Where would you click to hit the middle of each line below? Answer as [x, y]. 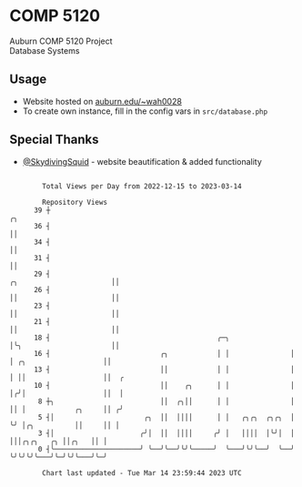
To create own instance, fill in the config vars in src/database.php [145, 111]
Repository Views [75, 202]
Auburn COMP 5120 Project [61, 41]
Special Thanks [54, 140]
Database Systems [45, 50]
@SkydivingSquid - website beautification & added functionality [142, 161]
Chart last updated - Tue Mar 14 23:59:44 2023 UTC [142, 473]
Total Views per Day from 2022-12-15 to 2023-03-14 [142, 186]
